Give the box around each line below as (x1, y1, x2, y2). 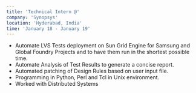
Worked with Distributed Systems (15, 80, 99, 88)
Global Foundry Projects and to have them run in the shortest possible (15, 49, 190, 56)
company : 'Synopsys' (6, 14, 59, 20)
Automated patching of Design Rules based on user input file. (15, 67, 169, 75)
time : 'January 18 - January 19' (6, 25, 91, 32)
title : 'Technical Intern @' (6, 8, 80, 15)
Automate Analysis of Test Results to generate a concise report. (15, 61, 174, 68)
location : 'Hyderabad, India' (6, 20, 83, 26)
